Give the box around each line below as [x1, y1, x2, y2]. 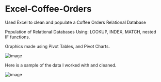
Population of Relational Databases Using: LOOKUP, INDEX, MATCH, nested [5, 29, 157, 34]
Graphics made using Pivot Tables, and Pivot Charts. [5, 43, 110, 49]
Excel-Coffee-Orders [5, 3, 92, 15]
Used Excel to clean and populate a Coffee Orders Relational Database [5, 19, 146, 25]
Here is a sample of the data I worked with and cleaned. [5, 62, 116, 68]
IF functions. [5, 34, 30, 40]
